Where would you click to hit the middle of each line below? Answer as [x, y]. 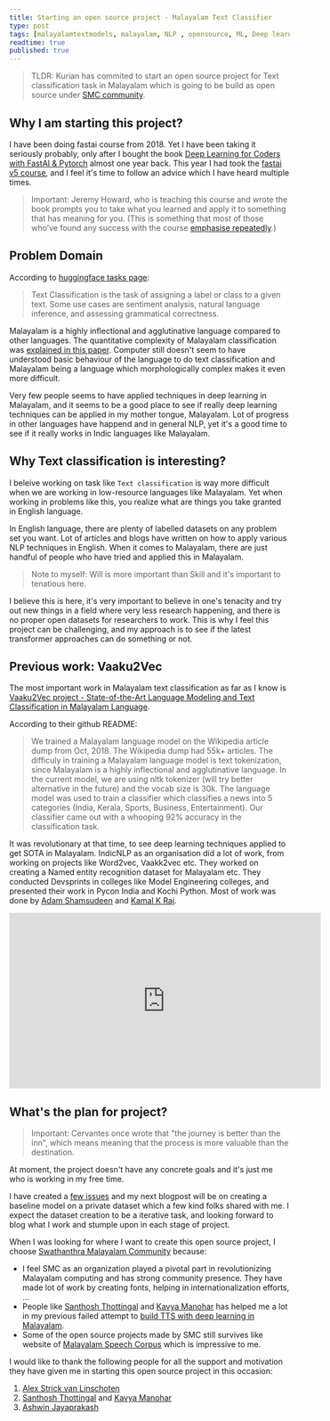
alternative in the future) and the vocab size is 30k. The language [150, 788]
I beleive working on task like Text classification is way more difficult [139, 483]
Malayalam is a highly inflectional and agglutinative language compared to [145, 331]
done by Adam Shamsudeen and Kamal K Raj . [93, 901]
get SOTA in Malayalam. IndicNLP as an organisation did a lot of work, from [147, 853]
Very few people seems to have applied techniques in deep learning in [138, 395]
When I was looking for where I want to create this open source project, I [142, 1242]
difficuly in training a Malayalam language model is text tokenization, [156, 760]
